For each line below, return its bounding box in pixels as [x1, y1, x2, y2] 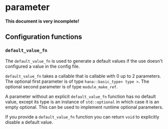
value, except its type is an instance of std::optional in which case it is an [5, 98, 159, 104]
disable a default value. [5, 119, 54, 125]
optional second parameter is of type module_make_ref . [5, 83, 118, 89]
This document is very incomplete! [5, 18, 79, 24]
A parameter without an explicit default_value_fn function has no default [5, 93, 156, 99]
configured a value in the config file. [5, 63, 80, 69]
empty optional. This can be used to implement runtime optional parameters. [5, 104, 163, 110]
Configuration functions [5, 33, 82, 41]
